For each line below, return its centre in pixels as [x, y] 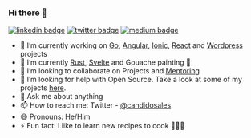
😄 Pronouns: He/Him [55, 117]
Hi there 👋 [28, 13]
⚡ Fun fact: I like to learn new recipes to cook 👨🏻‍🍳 [102, 126]
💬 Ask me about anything [61, 97]
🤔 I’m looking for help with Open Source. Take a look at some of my [131, 80]
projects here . [43, 88]
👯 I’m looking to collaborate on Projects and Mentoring [110, 71]
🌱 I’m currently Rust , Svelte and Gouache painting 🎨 [105, 62]
